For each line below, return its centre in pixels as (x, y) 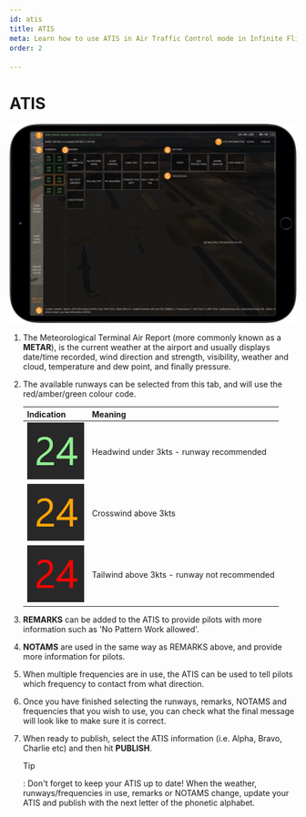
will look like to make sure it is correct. (94, 721)
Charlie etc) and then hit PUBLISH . (87, 748)
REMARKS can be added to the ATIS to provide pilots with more (142, 620)
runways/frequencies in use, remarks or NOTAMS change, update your (156, 792)
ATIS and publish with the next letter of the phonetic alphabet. (138, 802)
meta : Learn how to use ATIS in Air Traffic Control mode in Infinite (146, 38)
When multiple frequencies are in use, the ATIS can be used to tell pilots (158, 674)
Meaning (109, 414)
